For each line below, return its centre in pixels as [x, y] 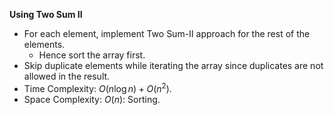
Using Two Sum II [46, 14]
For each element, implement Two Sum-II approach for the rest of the [167, 33]
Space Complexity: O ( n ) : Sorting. [92, 99]
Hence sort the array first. [92, 55]
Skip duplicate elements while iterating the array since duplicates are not [173, 65]
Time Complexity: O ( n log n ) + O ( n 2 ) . [97, 87]
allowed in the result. [67, 76]
